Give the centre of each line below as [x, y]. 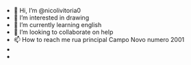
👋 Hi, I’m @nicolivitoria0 [47, 10]
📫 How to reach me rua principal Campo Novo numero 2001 [99, 40]
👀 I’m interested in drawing [51, 18]
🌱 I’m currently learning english [58, 25]
